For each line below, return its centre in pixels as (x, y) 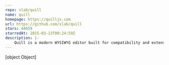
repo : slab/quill (23, 10)
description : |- (22, 38)
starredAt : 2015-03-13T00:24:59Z (40, 33)
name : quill (18, 15)
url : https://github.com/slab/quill (44, 24)
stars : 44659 (19, 29)
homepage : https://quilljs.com (38, 19)
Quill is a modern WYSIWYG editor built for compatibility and (82, 43)
